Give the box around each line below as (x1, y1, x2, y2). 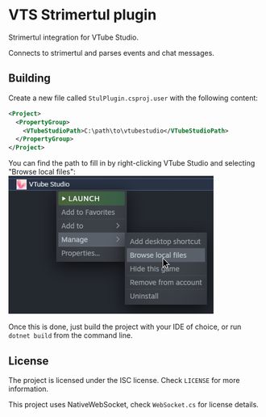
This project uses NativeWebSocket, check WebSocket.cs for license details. (8, 399, 260, 409)
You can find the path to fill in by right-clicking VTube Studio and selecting (8, 158, 256, 168)
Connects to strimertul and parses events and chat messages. (8, 48, 215, 57)
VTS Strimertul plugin (8, 6, 157, 24)
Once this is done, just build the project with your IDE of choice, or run (8, 322, 242, 332)
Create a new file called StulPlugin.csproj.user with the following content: (8, 93, 258, 103)
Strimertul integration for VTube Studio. (8, 32, 139, 42)
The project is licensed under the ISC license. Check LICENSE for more (8, 375, 240, 385)
